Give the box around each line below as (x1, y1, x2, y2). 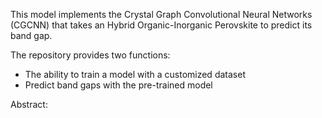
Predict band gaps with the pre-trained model (24, 79, 213, 91)
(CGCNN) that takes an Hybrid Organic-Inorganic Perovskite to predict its (10, 19, 313, 31)
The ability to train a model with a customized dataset (24, 69, 246, 80)
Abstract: (10, 99, 48, 110)
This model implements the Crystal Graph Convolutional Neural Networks (10, 9, 313, 20)
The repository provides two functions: (10, 49, 171, 61)
